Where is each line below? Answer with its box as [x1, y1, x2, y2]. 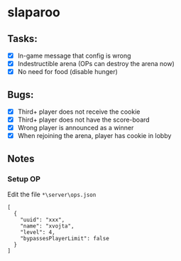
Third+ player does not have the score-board [17, 115, 150, 124]
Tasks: [7, 33, 38, 45]
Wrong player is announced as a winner [17, 124, 134, 132]
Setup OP [7, 174, 41, 183]
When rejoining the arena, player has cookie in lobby [17, 132, 172, 140]
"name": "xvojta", [20, 222, 75, 230]
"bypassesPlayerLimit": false [20, 235, 110, 242]
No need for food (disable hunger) [17, 68, 119, 76]
